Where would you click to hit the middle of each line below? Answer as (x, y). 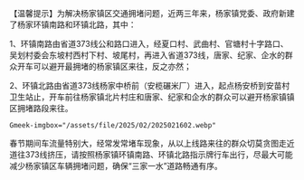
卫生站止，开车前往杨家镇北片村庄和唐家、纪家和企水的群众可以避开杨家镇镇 (152, 97)
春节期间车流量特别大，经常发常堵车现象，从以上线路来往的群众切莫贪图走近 (152, 143)
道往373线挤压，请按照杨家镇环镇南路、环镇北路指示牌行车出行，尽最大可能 (151, 155)
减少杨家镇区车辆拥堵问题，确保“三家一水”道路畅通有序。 (116, 166)
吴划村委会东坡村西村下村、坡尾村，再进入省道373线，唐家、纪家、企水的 (147, 55)
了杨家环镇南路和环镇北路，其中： (73, 24)
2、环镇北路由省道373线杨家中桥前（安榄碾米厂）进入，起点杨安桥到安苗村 (150, 85)
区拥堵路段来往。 (41, 108)
